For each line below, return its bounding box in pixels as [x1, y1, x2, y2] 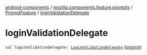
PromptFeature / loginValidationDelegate [5, 10, 89, 16]
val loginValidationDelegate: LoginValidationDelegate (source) [5, 44, 142, 50]
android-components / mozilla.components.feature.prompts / [5, 5, 133, 10]
